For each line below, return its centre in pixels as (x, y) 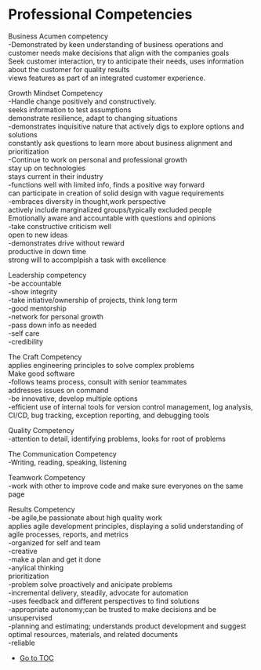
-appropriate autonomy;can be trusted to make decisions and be (112, 609)
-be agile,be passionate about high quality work (85, 517)
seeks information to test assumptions (70, 109)
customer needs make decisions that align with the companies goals (119, 53)
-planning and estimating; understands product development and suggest (127, 626)
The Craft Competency (45, 357)
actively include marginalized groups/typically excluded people (110, 209)
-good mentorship (37, 308)
